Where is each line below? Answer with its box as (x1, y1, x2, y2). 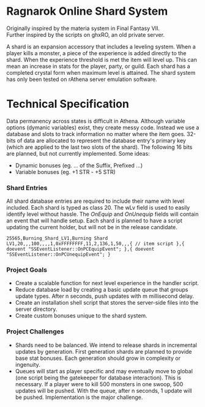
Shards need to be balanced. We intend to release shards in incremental (15, 341, 197, 349)
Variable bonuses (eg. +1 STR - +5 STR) (15, 168, 116, 175)
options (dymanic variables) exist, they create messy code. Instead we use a (6, 124, 199, 131)
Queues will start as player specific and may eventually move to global (15, 367, 193, 375)
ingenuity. (15, 360, 41, 368)
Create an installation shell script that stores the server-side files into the (15, 299, 199, 306)
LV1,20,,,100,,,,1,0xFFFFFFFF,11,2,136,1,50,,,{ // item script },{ (6, 241, 185, 247)
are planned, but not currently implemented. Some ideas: (6, 150, 150, 157)
